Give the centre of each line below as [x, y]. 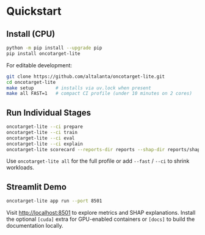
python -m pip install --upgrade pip [54, 48]
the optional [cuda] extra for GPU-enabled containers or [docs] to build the [101, 219]
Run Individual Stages [49, 112]
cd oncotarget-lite [31, 82]
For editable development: [39, 65]
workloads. [20, 168]
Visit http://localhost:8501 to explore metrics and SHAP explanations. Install [101, 213]
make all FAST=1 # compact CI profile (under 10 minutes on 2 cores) [99, 94]
